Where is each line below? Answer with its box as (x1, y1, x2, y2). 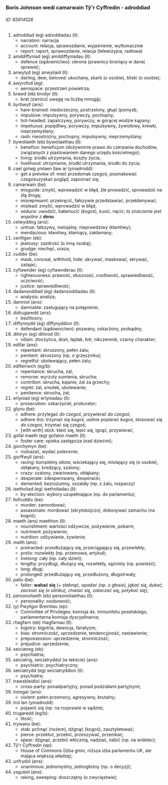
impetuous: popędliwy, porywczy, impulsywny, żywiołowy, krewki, (20, 123, 157, 129)
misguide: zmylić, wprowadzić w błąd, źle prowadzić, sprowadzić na (20, 187, 162, 193)
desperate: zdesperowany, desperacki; (20, 475, 101, 481)
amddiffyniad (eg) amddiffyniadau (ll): (13, 53, 92, 59)
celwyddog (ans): (13, 219, 50, 225)
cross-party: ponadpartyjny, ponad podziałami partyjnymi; (20, 683, 141, 690)
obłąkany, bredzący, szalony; (20, 464, 81, 471)
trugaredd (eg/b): (13, 710, 49, 716)
